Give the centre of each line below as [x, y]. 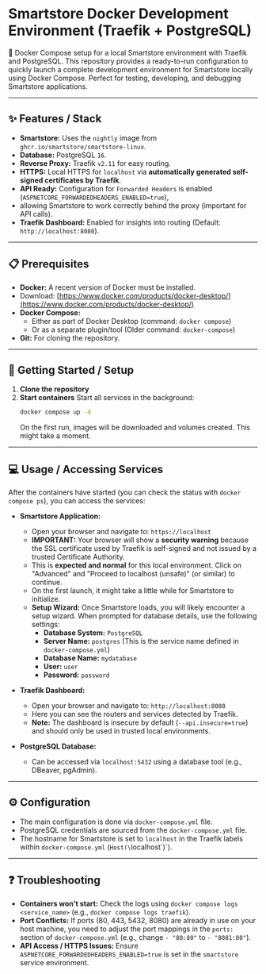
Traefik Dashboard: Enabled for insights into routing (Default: [120, 222]
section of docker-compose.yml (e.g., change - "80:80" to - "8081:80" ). [135, 937]
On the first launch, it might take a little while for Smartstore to [133, 591]
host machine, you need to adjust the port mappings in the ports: [126, 929]
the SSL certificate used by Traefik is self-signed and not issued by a [144, 549]
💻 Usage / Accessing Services [86, 469]
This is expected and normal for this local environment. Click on [136, 565]
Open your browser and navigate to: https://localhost [122, 532]
